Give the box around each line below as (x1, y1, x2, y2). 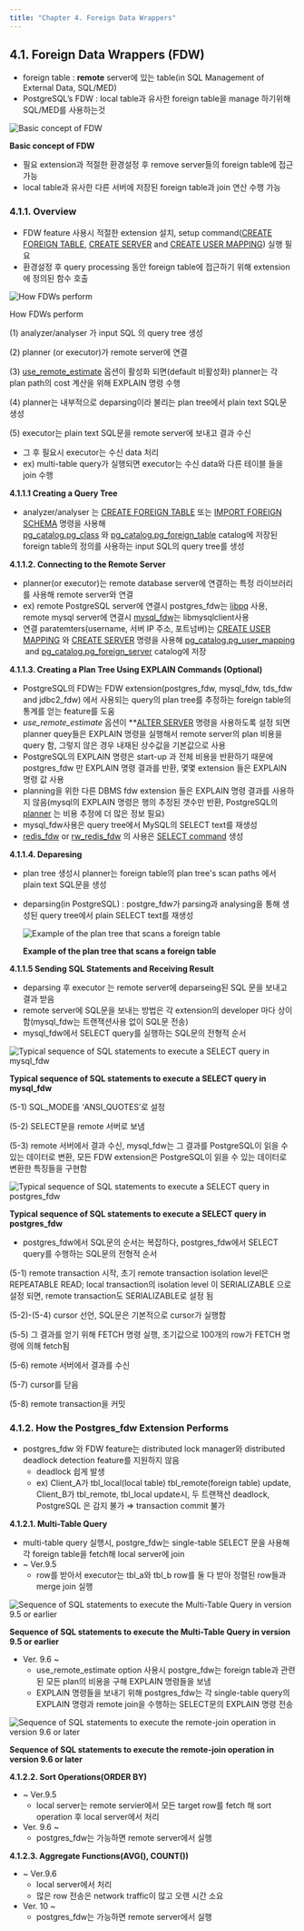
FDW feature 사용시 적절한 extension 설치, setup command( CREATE (22, 227, 272, 238)
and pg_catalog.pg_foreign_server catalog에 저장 (25, 645, 207, 656)
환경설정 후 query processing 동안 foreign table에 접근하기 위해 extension (22, 261, 290, 272)
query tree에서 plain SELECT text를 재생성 (39, 909, 194, 920)
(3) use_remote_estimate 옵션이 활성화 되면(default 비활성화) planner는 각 (9, 366, 279, 377)
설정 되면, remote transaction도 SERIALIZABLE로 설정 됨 (9, 1289, 214, 1301)
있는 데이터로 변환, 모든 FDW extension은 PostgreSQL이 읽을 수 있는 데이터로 (9, 1151, 288, 1162)
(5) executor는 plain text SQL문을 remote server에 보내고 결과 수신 (9, 427, 251, 438)
